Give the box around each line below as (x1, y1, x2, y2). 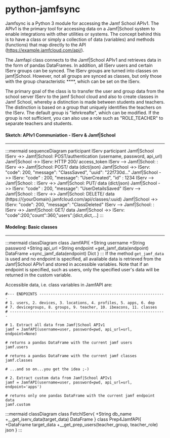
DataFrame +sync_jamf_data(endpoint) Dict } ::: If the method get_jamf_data (5, 251, 164, 257)
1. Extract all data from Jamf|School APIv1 (10, 322, 105, 328)
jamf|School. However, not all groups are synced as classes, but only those (5, 73, 162, 79)
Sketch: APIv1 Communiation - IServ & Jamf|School (5, 132, 116, 138)
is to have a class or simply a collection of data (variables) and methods (5, 36, 155, 42)
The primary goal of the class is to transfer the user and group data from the (5, 88, 164, 94)
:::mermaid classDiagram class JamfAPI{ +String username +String (5, 240, 145, 246)
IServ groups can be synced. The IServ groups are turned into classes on (5, 67, 158, 74)
